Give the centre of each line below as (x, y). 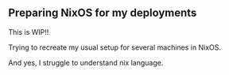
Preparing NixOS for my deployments (103, 13)
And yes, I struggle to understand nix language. (86, 62)
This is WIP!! (29, 32)
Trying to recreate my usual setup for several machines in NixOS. (114, 47)
